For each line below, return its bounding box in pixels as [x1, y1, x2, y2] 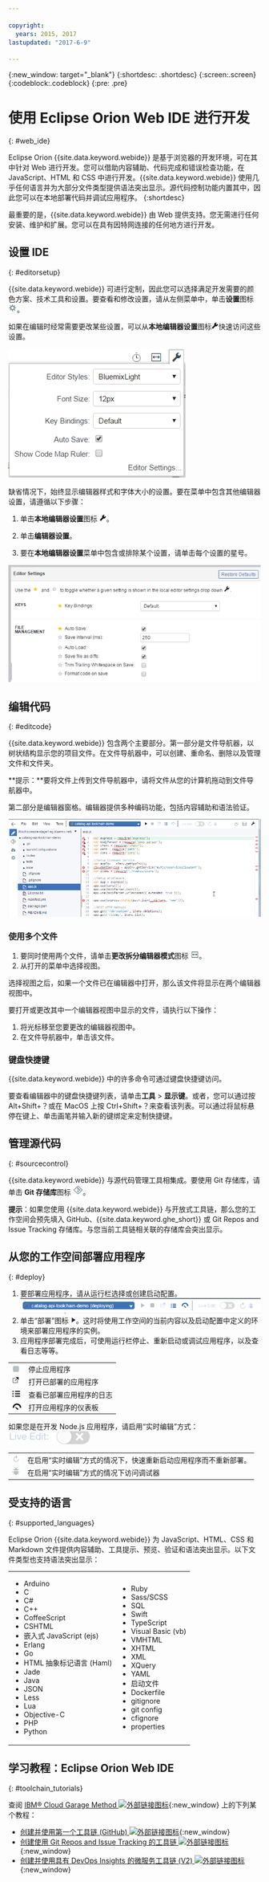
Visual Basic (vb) [130, 1627, 187, 1636]
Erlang [23, 1640, 46, 1650]
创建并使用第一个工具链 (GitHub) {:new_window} [19, 1827, 231, 1836]
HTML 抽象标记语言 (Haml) [23, 1658, 113, 1668]
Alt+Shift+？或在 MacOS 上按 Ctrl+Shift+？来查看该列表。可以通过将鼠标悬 [8, 1101, 255, 1110]
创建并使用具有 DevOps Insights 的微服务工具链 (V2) [19, 1856, 193, 1865]
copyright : [8, 21, 45, 30]
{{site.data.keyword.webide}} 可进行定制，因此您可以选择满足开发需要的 [8, 283, 247, 293]
